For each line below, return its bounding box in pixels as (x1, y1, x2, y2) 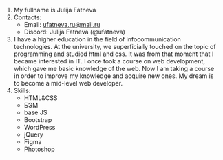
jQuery (23, 130, 43, 139)
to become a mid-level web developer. (13, 79, 123, 87)
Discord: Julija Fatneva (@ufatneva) (23, 28, 126, 36)
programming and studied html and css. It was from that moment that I (13, 50, 214, 58)
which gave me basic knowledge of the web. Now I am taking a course (13, 65, 215, 72)
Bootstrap (23, 116, 52, 123)
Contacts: (13, 13, 42, 21)
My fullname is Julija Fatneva (13, 6, 96, 14)
